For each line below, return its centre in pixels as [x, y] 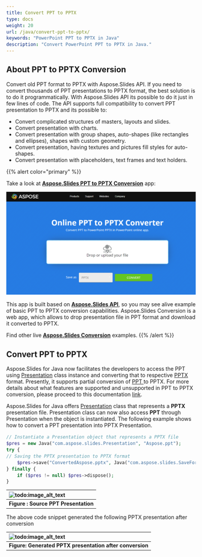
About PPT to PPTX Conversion [66, 70]
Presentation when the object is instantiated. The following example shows [99, 419]
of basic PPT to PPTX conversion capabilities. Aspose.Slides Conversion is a [101, 311]
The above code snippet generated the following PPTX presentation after [97, 517]
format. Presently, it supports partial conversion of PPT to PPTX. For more [98, 382]
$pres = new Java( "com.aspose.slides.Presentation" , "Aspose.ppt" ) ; [94, 444]
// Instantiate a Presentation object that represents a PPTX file [93, 437]
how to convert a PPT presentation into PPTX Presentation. [79, 426]
